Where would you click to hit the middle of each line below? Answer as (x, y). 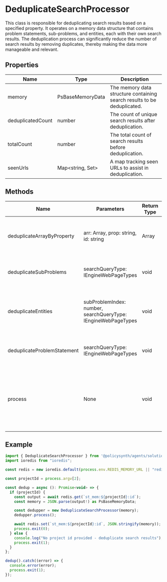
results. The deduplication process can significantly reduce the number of (81, 39)
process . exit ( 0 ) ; (32, 529)
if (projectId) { (28, 492)
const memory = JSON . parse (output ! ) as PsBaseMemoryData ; (75, 501)
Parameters (110, 209)
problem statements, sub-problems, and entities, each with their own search (83, 33)
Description (135, 79)
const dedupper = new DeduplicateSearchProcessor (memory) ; (77, 511)
